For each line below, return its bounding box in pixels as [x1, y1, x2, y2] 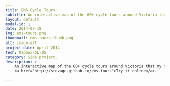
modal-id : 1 [5, 21, 30, 27]
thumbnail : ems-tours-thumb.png [5, 36, 73, 41]
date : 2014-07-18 [5, 26, 42, 31]
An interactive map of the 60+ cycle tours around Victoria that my [14, 64, 162, 69]
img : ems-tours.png [5, 31, 47, 36]
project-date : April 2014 [5, 45, 60, 50]
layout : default [5, 17, 39, 22]
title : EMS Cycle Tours [5, 7, 56, 13]
